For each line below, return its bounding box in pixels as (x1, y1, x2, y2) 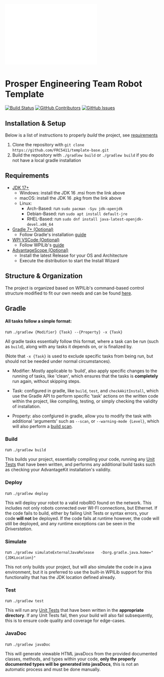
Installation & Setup (5, 119, 66, 128)
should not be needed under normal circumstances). (5, 358, 111, 364)
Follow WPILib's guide (19, 242, 65, 248)
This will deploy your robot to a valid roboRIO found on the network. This (5, 500, 152, 506)
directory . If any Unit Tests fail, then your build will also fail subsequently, (5, 613, 153, 619)
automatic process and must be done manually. (5, 666, 101, 672)
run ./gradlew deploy (5, 490, 48, 496)
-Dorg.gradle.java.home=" (100, 550, 153, 555)
